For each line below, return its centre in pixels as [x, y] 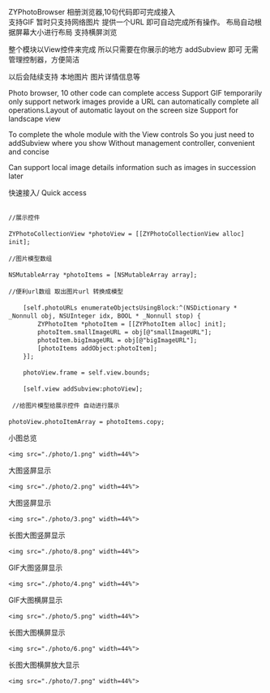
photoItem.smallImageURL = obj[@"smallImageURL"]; [125, 332]
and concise [29, 152]
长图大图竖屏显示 [37, 535]
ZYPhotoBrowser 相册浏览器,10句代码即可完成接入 [92, 12]
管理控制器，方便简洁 [44, 60]
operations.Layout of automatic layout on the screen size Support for [124, 110]
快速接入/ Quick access [47, 192]
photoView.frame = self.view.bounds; [87, 373]
